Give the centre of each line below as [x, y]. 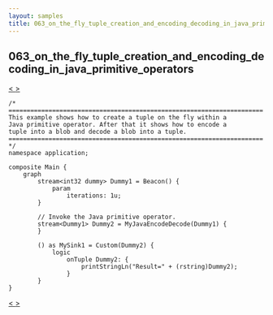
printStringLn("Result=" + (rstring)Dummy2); [159, 267]
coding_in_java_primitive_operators [101, 69]
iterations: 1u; [94, 196]
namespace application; [49, 153]
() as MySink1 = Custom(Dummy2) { [96, 246]
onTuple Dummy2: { [97, 260]
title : [19, 24]
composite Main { [38, 167]
